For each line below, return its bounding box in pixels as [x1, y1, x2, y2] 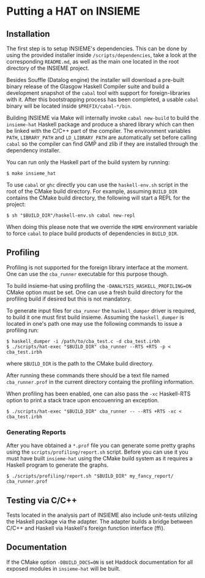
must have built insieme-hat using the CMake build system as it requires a [6, 455, 193, 462]
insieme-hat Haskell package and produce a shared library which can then [6, 121, 195, 128]
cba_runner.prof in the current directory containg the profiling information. [6, 378, 195, 385]
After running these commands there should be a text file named [6, 372, 170, 379]
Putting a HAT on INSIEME [6, 4, 141, 18]
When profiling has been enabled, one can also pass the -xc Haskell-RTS [6, 390, 191, 397]
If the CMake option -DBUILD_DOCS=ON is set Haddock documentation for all [6, 558, 193, 566]
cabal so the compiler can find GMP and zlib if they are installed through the [6, 140, 198, 148]
